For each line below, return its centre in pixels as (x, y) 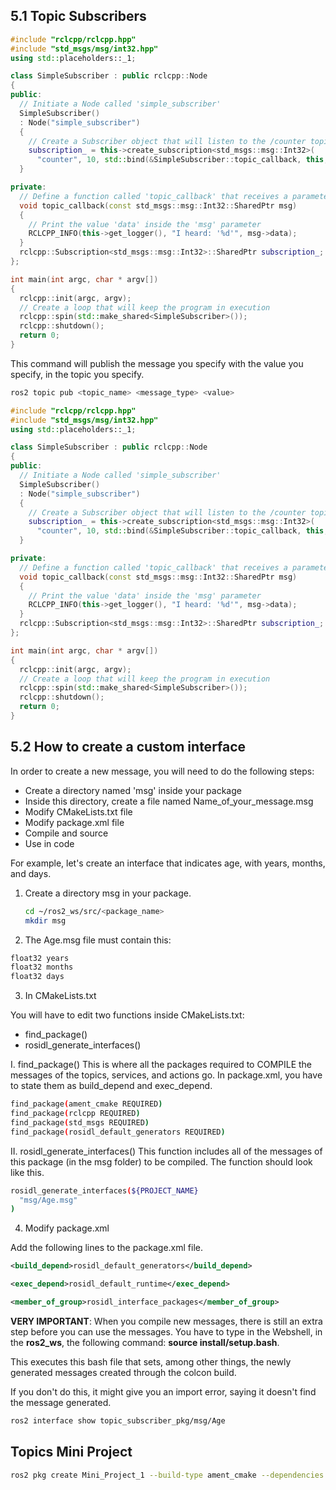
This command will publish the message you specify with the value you (157, 363)
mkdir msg (45, 920)
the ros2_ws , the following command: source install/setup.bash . (145, 1342)
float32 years (40, 958)
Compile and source (66, 833)
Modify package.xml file (74, 822)
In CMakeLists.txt (60, 996)
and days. (31, 873)
